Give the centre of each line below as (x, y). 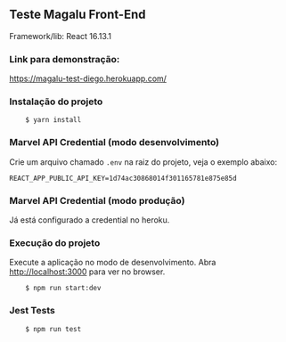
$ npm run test (53, 329)
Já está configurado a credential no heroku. (90, 220)
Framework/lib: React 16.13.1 (61, 36)
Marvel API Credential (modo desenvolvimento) (114, 142)
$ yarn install (53, 120)
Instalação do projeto (56, 102)
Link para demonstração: (65, 59)
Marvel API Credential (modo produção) (97, 200)
